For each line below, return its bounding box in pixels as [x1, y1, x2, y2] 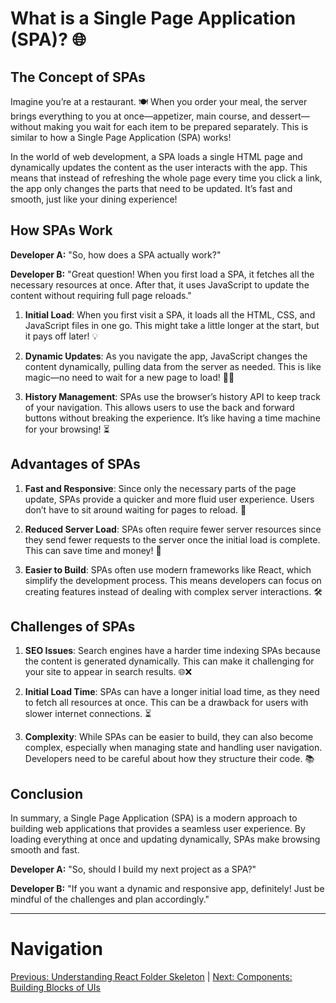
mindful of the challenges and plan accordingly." [10, 893, 210, 906]
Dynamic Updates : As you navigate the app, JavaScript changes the [24, 350, 308, 362]
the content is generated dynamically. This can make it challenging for [24, 655, 315, 667]
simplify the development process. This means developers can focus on [24, 574, 322, 586]
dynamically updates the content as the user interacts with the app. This [10, 162, 308, 173]
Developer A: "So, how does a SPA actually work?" [10, 248, 222, 261]
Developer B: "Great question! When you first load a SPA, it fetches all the [10, 268, 315, 280]
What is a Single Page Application [10, 7, 297, 30]
